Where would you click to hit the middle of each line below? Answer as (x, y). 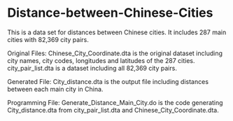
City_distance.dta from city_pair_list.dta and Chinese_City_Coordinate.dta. (113, 110)
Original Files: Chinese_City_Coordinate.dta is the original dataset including (115, 53)
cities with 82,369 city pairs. (48, 39)
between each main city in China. (55, 89)
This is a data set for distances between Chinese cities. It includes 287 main (117, 32)
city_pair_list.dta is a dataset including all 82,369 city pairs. (92, 68)
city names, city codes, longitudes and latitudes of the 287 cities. (101, 60)
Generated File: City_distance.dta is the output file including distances (108, 81)
